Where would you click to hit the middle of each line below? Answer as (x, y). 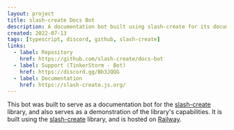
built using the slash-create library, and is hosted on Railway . (95, 120)
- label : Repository (43, 53)
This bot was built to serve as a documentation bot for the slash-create (109, 104)
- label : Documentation (48, 78)
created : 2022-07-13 (37, 33)
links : (17, 46)
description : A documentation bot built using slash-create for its (109, 26)
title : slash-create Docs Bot (51, 20)
